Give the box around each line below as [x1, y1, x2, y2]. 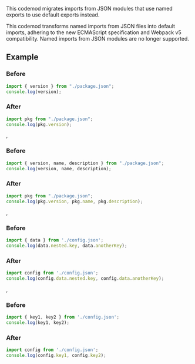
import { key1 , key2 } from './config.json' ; [6, 314, 119, 320]
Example [6, 52, 39, 62]
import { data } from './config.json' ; [6, 237, 104, 243]
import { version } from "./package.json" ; [6, 83, 115, 89]
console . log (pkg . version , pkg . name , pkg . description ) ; [6, 198, 143, 204]
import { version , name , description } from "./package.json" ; [6, 160, 164, 166]
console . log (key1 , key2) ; [6, 319, 69, 326]
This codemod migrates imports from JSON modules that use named [6, 5, 173, 12]
